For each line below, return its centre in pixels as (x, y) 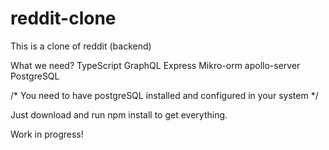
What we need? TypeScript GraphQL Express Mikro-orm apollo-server (155, 65)
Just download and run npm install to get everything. (119, 114)
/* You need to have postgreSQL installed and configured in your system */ (164, 95)
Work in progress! (47, 134)
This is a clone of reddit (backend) (81, 46)
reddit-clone (63, 18)
